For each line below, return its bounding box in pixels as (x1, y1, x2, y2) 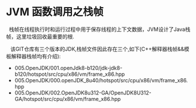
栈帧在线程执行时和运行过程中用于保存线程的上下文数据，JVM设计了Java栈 (8, 26, 191, 33)
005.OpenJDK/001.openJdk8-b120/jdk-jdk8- (14, 64, 123, 71)
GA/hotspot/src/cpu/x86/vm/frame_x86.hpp (14, 95, 121, 102)
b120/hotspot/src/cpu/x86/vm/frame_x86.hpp (14, 71, 125, 78)
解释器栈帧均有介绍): (11, 53, 61, 60)
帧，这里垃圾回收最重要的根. (6, 33, 75, 40)
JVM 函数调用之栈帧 (6, 5, 104, 19)
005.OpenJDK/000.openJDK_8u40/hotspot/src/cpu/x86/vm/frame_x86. (14, 76, 188, 83)
